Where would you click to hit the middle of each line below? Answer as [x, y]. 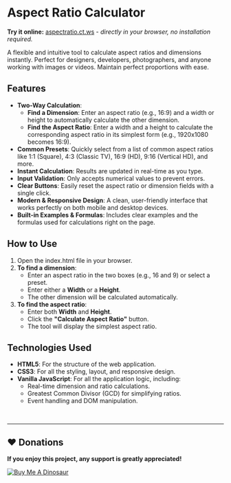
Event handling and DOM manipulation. [82, 401]
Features [26, 88]
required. [20, 39]
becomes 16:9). [49, 142]
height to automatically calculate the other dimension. [103, 120]
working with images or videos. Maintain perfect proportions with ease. [108, 67]
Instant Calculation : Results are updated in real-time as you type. [110, 171]
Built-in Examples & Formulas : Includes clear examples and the [107, 215]
